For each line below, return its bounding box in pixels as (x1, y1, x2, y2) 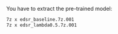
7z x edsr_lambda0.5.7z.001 (6, 22, 77, 28)
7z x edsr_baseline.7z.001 (6, 17, 74, 23)
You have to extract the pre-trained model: (6, 5, 113, 12)
